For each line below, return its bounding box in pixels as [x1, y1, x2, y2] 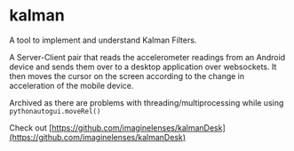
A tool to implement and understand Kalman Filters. [9, 35, 197, 45]
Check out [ [9, 122, 52, 133]
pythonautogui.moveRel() [9, 107, 101, 115]
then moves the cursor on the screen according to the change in [9, 70, 245, 81]
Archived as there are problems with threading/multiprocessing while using [9, 97, 284, 107]
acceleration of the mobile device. [9, 80, 134, 91]
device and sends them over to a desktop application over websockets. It [9, 61, 277, 72]
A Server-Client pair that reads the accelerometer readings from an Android [9, 52, 286, 62]
